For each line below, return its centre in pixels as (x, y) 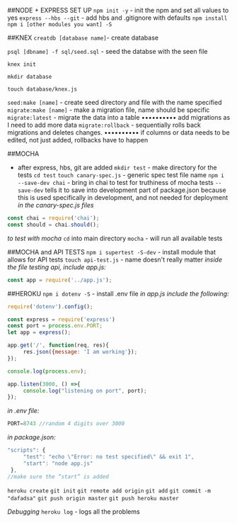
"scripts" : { (27, 450)
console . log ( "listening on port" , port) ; (85, 390)
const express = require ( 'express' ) (61, 319)
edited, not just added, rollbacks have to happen (78, 140)
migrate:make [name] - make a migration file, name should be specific (109, 110)
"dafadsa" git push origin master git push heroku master (93, 498)
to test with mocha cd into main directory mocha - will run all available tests (115, 238)
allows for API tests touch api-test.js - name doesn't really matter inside (115, 259)
